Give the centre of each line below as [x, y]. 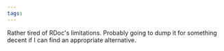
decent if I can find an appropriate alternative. [72, 40]
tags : [15, 13]
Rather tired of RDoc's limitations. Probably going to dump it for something [112, 33]
